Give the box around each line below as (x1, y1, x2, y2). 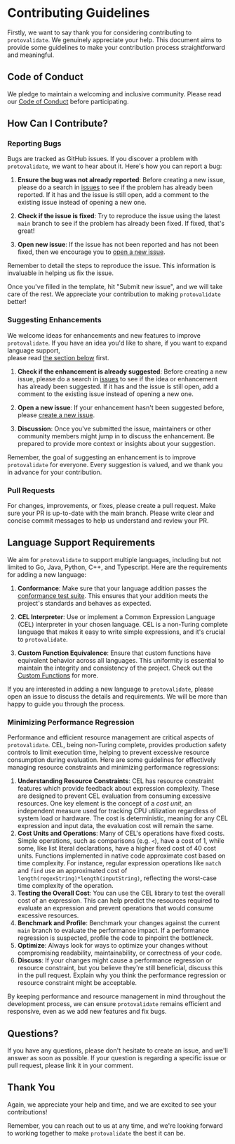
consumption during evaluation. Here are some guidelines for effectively (7, 756, 216, 764)
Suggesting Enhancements (7, 315, 102, 325)
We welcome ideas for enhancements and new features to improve (7, 331, 201, 339)
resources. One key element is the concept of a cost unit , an (17, 799, 192, 808)
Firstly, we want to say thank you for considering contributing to (7, 28, 192, 37)
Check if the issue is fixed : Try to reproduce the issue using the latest (17, 212, 220, 220)
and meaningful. (7, 51, 55, 59)
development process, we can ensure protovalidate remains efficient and (7, 1000, 222, 1008)
